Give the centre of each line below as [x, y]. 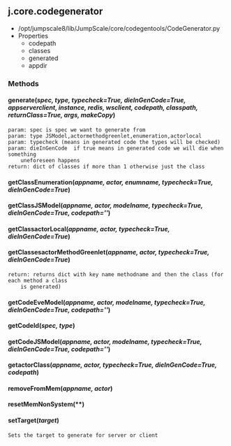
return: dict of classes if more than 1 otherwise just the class [106, 166]
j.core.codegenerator [55, 12]
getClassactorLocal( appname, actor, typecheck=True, [89, 229]
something [22, 154]
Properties [33, 36]
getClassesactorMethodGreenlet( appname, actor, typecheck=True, [109, 252]
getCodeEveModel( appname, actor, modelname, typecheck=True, [107, 302]
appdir [38, 65]
